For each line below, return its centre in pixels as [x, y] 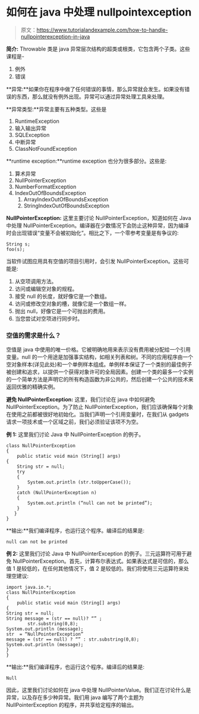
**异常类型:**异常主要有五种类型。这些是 [56, 109]
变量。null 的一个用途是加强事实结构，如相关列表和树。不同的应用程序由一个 [100, 357]
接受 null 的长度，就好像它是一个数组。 [62, 296]
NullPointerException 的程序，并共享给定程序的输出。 [72, 705]
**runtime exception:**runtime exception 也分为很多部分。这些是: [86, 161]
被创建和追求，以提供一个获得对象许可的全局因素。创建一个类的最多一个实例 [100, 372]
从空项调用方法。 [36, 281]
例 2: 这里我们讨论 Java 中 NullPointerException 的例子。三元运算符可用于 [97, 554]
